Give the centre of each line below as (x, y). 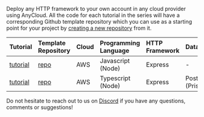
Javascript (115, 61)
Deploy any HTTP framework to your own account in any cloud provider (96, 9)
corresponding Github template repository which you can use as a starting (99, 22)
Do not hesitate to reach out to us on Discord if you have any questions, (96, 101)
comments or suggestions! (40, 107)
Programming (120, 43)
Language (114, 51)
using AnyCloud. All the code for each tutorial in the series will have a (93, 15)
